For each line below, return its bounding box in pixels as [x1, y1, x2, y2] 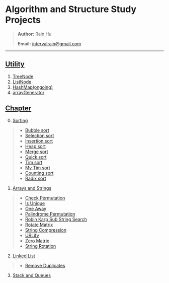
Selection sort [25, 132, 54, 138]
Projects [5, 14, 41, 26]
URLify [25, 232, 39, 238]
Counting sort [25, 170, 54, 176]
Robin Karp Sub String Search [25, 216, 87, 222]
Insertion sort [25, 137, 53, 144]
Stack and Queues [12, 272, 51, 278]
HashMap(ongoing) [12, 84, 53, 90]
